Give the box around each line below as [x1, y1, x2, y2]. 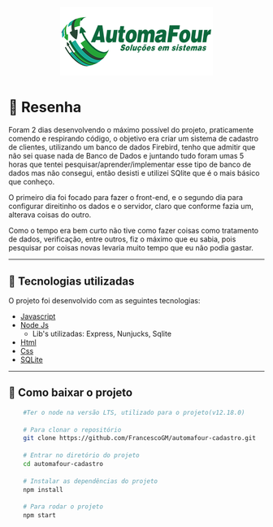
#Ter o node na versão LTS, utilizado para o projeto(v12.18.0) [23, 408, 245, 416]
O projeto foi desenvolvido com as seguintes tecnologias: [8, 295, 201, 305]
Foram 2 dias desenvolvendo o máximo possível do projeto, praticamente [8, 125, 254, 135]
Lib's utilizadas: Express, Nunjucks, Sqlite [32, 329, 172, 338]
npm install [23, 486, 63, 494]
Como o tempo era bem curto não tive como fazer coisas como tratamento [8, 226, 258, 236]
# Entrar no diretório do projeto [23, 451, 140, 459]
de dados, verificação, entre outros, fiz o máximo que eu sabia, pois [8, 234, 236, 244]
